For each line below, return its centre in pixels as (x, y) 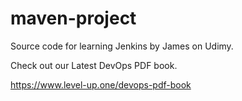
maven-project (73, 18)
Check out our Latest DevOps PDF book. (94, 65)
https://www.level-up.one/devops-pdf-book (101, 84)
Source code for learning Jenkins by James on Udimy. (122, 46)
